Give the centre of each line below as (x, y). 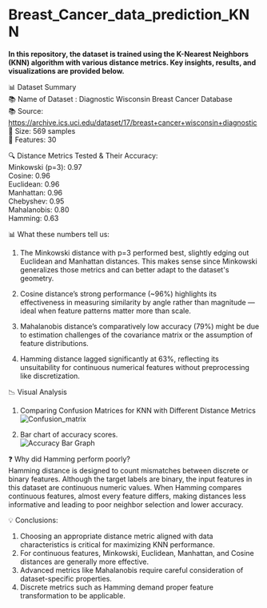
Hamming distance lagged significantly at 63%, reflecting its (120, 359)
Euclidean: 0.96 (34, 184)
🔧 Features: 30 (32, 139)
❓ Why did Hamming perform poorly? (69, 459)
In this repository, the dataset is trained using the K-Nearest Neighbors (129, 54)
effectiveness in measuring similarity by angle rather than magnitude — (137, 302)
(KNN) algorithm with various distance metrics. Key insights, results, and (132, 62)
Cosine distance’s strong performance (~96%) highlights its (118, 293)
